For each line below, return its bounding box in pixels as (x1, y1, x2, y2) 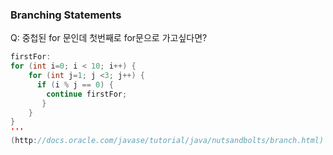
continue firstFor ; (46, 89, 128, 99)
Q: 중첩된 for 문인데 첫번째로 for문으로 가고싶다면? (10, 32, 208, 44)
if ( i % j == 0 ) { (36, 79, 114, 90)
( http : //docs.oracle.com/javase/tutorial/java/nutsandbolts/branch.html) (10, 136, 325, 146)
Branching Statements (10, 8, 122, 22)
